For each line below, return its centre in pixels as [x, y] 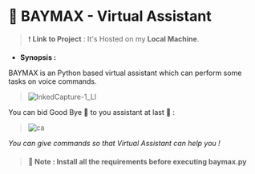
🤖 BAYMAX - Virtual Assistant [110, 16]
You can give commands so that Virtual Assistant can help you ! [114, 143]
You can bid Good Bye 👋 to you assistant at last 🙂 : [91, 112]
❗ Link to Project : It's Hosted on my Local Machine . [113, 38]
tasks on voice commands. [53, 81]
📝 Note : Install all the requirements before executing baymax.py [137, 161]
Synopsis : [38, 57]
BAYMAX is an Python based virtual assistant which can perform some [125, 73]
